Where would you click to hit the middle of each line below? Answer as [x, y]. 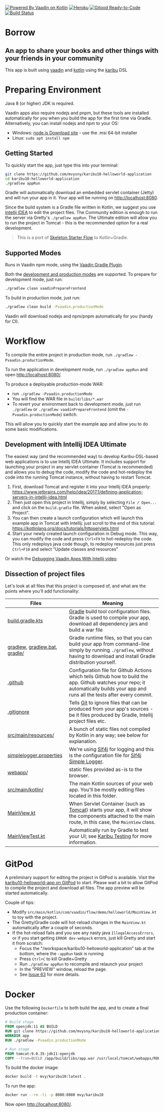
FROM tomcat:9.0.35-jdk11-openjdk [40, 1054]
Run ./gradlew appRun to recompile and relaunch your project [81, 964]
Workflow [25, 341]
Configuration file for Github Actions [111, 670]
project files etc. [88, 721]
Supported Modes [33, 253]
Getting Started [29, 154]
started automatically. [27, 893]
